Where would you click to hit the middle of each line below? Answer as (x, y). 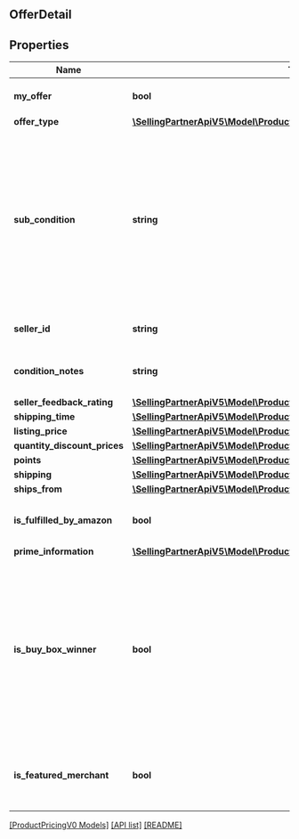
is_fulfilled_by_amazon (63, 520)
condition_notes (49, 371)
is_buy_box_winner (55, 649)
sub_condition (44, 220)
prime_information (54, 551)
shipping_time (44, 417)
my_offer (32, 96)
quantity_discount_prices (69, 446)
